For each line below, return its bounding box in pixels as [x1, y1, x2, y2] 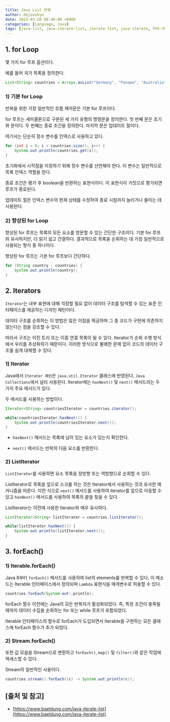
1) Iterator [5, 360, 29, 367]
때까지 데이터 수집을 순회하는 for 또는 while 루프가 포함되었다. [5, 607, 127, 613]
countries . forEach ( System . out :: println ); [5, 591, 94, 596]
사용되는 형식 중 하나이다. [5, 242, 56, 248]
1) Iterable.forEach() [5, 562, 56, 569]
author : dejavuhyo [5, 12, 44, 17]
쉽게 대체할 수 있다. [14, 348, 53, 354]
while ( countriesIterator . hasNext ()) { [5, 415, 87, 421]
